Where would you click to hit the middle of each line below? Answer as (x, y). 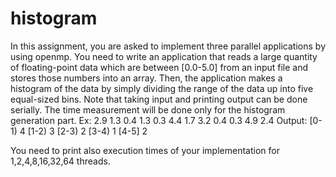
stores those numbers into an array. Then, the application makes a (146, 78)
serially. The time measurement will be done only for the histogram (148, 109)
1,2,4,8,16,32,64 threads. (60, 161)
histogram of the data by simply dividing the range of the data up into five (162, 88)
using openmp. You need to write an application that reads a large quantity (164, 56)
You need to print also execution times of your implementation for (145, 150)
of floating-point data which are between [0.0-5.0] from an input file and (159, 67)
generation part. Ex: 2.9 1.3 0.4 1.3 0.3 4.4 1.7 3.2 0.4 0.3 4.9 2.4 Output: (159, 120)
